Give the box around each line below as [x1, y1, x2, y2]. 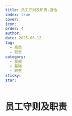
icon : [5, 21, 17, 27]
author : [5, 31, 22, 36]
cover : [5, 17, 19, 22]
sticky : [5, 73, 22, 78]
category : [5, 54, 26, 60]
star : [5, 78, 17, 83]
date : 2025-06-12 [5, 36, 42, 41]
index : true [5, 12, 30, 17]
